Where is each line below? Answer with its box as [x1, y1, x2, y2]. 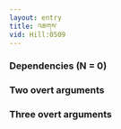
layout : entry [9, 13, 63, 23]
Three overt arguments [9, 108, 112, 121]
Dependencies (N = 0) [9, 60, 108, 72]
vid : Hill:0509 [9, 30, 66, 39]
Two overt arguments [9, 84, 105, 97]
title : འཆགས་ [9, 22, 57, 31]
